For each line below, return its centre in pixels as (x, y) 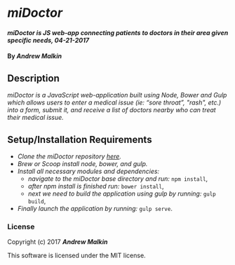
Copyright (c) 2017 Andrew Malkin (58, 242)
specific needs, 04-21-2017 (48, 40)
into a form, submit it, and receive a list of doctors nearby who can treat (112, 110)
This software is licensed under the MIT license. (76, 256)
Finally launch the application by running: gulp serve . (95, 209)
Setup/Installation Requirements (80, 139)
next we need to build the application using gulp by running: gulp (122, 193)
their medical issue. (36, 118)
